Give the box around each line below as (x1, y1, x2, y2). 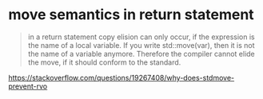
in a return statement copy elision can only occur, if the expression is (27, 32, 255, 42)
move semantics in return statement (8, 6, 254, 24)
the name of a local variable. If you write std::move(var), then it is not (27, 40, 255, 49)
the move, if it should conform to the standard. (27, 57, 181, 67)
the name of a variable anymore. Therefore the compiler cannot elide (27, 49, 256, 58)
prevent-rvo (8, 81, 48, 91)
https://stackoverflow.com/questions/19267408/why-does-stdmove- (8, 73, 235, 82)
